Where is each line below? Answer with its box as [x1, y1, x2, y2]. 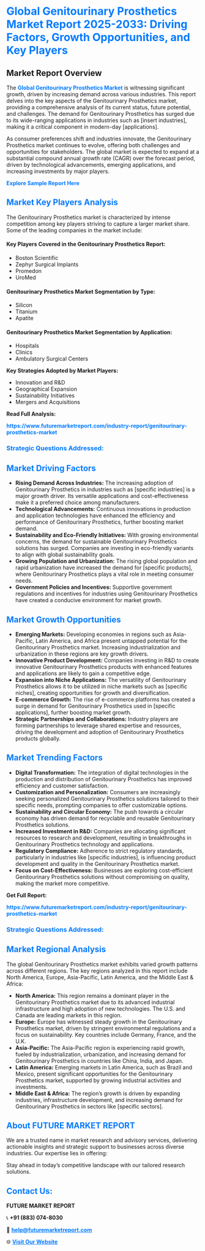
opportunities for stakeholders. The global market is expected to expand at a [6, 148, 199, 155]
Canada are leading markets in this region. [15, 1011, 122, 1019]
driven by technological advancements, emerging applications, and [6, 161, 176, 168]
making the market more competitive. [15, 879, 110, 887]
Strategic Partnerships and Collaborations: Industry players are [15, 715, 179, 722]
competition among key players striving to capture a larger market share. [6, 220, 190, 228]
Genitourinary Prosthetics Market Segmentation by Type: [6, 288, 155, 295]
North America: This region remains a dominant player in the [15, 992, 170, 999]
